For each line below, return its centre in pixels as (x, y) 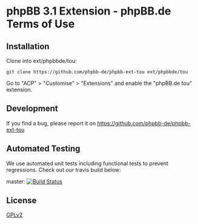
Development (32, 109)
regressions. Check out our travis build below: (64, 170)
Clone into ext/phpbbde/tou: (41, 61)
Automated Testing (43, 149)
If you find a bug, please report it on (51, 123)
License (21, 201)
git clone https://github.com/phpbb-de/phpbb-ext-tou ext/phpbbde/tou (97, 72)
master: (16, 181)
